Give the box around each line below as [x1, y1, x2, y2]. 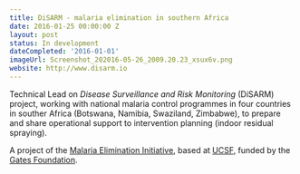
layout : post [9, 30, 59, 39]
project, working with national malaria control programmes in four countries [9, 98, 292, 109]
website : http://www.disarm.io [9, 64, 128, 73]
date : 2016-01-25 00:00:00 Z [9, 22, 120, 31]
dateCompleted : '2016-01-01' [9, 47, 120, 56]
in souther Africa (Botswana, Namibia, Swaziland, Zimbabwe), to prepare [9, 108, 281, 119]
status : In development [9, 38, 100, 48]
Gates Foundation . [9, 154, 79, 165]
